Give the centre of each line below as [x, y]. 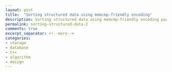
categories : [18, 39]
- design [15, 62]
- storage [16, 43]
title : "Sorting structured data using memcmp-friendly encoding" [79, 15]
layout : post [19, 10]
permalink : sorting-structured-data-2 [47, 24]
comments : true [21, 29]
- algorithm [18, 57]
